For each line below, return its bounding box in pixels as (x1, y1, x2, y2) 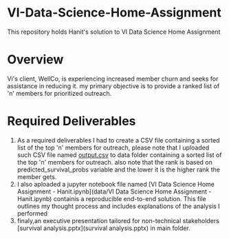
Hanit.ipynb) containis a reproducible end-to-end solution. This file (17, 194, 206, 202)
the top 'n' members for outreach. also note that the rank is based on (17, 158, 213, 166)
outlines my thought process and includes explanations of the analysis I (17, 202, 220, 210)
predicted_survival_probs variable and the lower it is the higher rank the (17, 165, 220, 174)
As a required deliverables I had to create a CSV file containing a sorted (17, 136, 220, 144)
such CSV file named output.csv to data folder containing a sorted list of (17, 150, 222, 159)
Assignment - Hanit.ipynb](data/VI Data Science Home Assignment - (17, 187, 212, 196)
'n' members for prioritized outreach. (7, 89, 112, 97)
